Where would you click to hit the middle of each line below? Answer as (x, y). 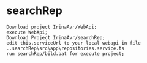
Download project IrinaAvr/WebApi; (52, 27)
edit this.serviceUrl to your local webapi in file (73, 43)
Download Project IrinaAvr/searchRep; (56, 37)
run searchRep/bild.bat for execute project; (65, 54)
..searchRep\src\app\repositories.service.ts (65, 48)
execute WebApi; (27, 32)
